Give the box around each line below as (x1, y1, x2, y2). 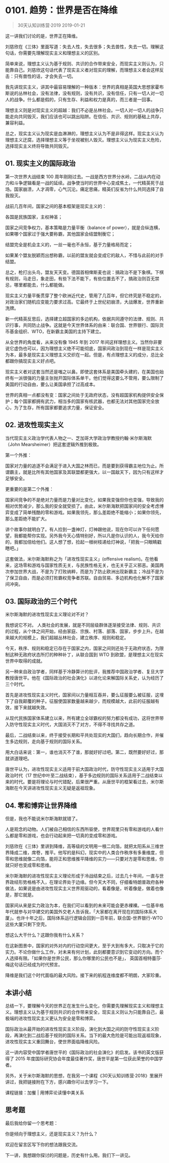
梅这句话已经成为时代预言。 (5, 962, 63, 968)
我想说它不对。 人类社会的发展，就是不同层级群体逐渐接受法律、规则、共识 (5, 622, 161, 628)
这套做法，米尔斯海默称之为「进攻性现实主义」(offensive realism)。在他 (5, 556, 154, 562)
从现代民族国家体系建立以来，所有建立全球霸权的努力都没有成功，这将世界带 (5, 715, 164, 721)
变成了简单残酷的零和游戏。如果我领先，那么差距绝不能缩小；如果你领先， (9, 509, 164, 515)
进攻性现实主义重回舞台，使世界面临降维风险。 (5, 1039, 102, 1045)
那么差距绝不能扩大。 (5, 516, 49, 522)
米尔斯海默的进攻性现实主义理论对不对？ (5, 611, 89, 617)
